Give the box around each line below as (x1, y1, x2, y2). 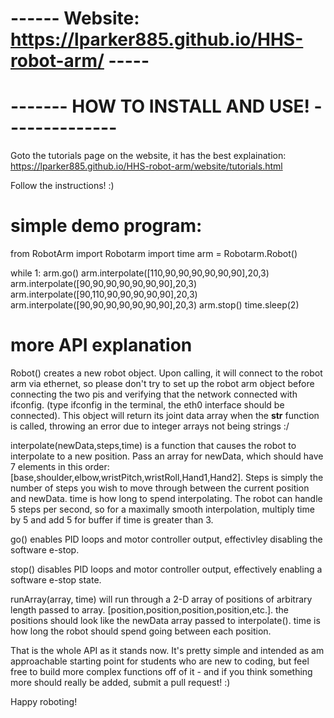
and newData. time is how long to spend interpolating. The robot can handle (10, 493, 323, 504)
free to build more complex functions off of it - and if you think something (10, 666, 313, 677)
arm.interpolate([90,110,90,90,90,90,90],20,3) (10, 288, 198, 301)
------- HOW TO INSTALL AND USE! (10, 95, 310, 118)
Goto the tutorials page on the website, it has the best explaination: (10, 150, 287, 162)
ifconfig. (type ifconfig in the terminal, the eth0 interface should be (10, 399, 285, 411)
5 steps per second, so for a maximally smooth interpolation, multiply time (10, 503, 315, 515)
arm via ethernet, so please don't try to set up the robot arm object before (10, 378, 315, 389)
